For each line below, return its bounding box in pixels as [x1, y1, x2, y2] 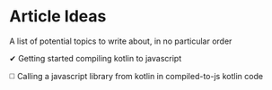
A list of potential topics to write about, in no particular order [9, 36, 233, 46]
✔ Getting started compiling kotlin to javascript [9, 53, 182, 63]
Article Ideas [9, 6, 107, 27]
